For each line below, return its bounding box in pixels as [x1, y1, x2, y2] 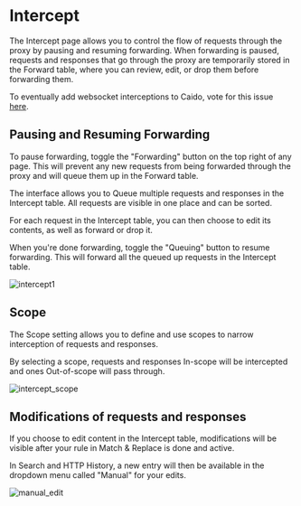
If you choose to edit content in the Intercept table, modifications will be [9, 433, 277, 444]
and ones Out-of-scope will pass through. [9, 365, 165, 376]
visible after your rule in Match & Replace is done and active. [9, 443, 235, 454]
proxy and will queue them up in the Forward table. [9, 170, 199, 181]
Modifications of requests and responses [9, 408, 247, 425]
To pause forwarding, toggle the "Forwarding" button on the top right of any [9, 151, 292, 162]
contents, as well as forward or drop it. [9, 224, 154, 235]
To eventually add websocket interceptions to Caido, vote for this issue [9, 91, 274, 102]
